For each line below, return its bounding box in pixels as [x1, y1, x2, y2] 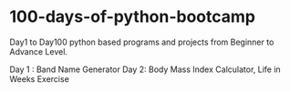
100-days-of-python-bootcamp [9, 6, 255, 27]
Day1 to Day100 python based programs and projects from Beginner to [9, 36, 274, 47]
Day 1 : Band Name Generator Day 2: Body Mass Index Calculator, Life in [9, 64, 281, 75]
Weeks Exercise [9, 73, 70, 84]
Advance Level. [9, 46, 68, 56]
